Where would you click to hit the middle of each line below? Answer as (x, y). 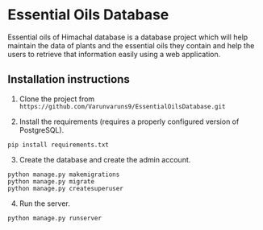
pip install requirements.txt (58, 145)
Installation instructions (69, 79)
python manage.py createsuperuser (66, 188)
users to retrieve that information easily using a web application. (114, 54)
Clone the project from (57, 99)
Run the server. (44, 203)
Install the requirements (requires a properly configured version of (129, 121)
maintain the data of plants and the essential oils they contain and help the (131, 45)
